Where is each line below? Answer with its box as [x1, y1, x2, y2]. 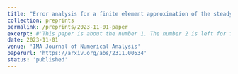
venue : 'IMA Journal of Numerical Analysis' [7, 43, 141, 50]
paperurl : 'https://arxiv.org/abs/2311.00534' [7, 50, 147, 57]
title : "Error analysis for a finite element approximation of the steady [7, 10, 233, 18]
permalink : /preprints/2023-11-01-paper [7, 23, 129, 30]
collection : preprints [7, 17, 74, 24]
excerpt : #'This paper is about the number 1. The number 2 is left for [7, 30, 227, 37]
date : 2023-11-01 [7, 37, 59, 44]
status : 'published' [7, 56, 69, 63]
